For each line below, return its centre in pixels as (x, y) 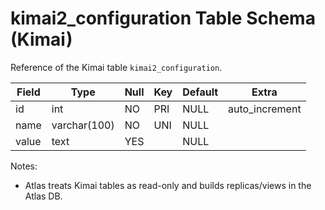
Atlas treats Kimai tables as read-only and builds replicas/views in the (168, 185)
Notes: (24, 166)
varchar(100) (83, 125)
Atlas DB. (43, 196)
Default (200, 92)
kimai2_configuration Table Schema (163, 18)
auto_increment (265, 109)
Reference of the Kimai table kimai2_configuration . (116, 67)
